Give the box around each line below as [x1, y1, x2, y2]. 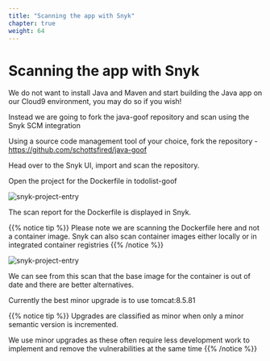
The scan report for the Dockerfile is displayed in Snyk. [8, 207, 192, 218]
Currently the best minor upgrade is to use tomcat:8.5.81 [8, 296, 196, 305]
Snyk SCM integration [8, 121, 81, 131]
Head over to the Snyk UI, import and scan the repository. [8, 160, 200, 170]
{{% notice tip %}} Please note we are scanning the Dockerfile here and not [8, 223, 260, 233]
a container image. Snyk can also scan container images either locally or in [8, 231, 257, 242]
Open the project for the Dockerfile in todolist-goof [8, 176, 177, 186]
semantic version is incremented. [8, 320, 118, 330]
